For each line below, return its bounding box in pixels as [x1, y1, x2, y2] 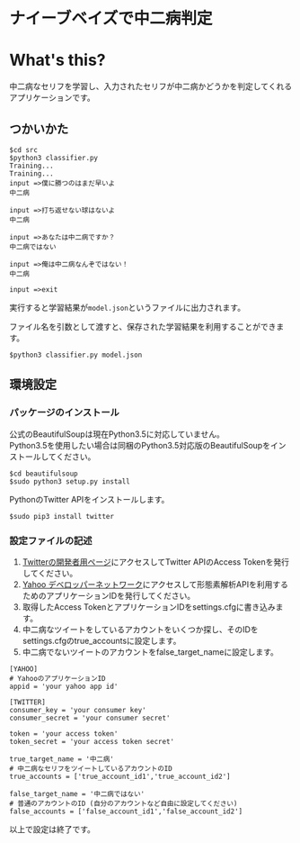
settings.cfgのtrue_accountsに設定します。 [22, 635, 181, 646]
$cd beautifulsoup [9, 469, 78, 478]
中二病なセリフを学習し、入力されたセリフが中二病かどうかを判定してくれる [9, 81, 293, 92]
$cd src [9, 145, 39, 154]
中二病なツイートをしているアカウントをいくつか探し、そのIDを [22, 623, 259, 635]
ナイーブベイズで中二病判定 [9, 8, 213, 29]
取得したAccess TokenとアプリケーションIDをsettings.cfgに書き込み [22, 601, 276, 612]
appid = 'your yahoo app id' [9, 682, 119, 691]
